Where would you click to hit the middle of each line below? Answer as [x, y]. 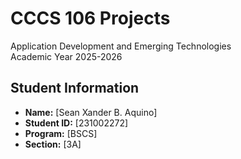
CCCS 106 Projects [90, 18]
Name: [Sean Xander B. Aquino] [91, 112]
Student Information [75, 88]
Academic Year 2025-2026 [66, 56]
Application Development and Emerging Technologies [121, 46]
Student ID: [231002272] [76, 123]
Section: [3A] [53, 144]
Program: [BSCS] [61, 133]
